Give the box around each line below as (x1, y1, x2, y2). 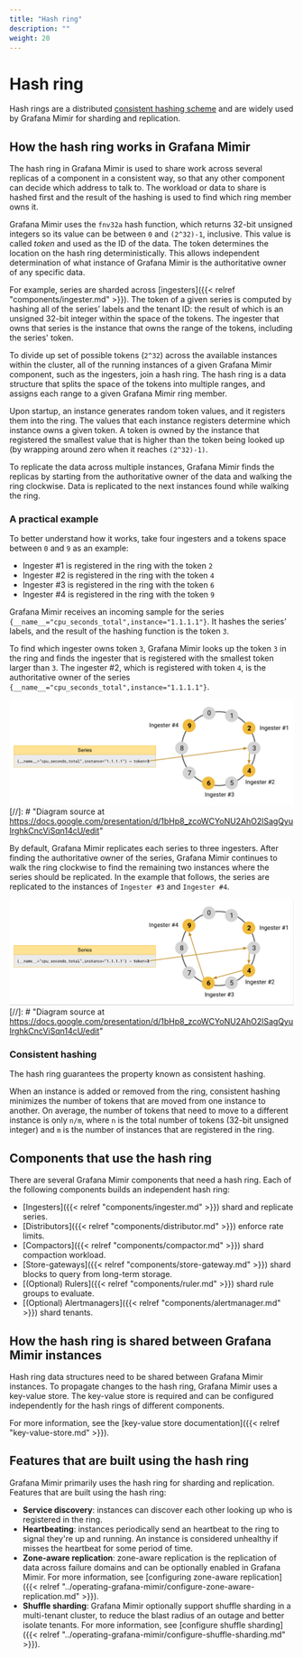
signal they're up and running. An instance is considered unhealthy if (22, 1533, 279, 1543)
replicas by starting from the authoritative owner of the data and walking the (9, 471, 293, 482)
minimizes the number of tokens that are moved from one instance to (9, 1096, 266, 1107)
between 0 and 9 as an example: (9, 542, 129, 554)
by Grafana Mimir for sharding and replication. (9, 113, 181, 124)
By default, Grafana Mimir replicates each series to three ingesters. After (9, 843, 280, 854)
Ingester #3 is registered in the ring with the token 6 (22, 579, 215, 590)
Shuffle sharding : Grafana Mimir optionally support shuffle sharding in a (22, 1600, 291, 1611)
